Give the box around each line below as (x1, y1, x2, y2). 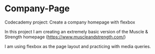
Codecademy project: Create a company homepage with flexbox (4, 19, 135, 25)
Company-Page (4, 3, 70, 14)
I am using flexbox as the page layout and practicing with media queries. (4, 43, 151, 49)
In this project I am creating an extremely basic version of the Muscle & (4, 28, 148, 34)
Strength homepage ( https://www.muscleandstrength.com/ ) (4, 34, 126, 40)
